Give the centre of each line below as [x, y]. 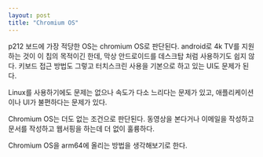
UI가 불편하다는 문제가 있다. [65, 102]
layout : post [29, 15]
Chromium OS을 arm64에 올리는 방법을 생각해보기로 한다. [98, 145]
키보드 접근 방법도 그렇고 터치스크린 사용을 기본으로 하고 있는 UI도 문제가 [130, 66]
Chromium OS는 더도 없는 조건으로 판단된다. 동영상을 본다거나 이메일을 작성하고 [131, 119]
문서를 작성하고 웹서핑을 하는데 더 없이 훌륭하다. [82, 128]
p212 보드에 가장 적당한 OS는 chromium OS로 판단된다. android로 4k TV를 [124, 46]
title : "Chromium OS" [44, 23]
